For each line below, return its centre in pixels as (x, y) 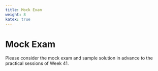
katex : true (18, 19)
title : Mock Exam (24, 10)
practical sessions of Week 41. (37, 63)
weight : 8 (16, 15)
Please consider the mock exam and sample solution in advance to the (79, 58)
